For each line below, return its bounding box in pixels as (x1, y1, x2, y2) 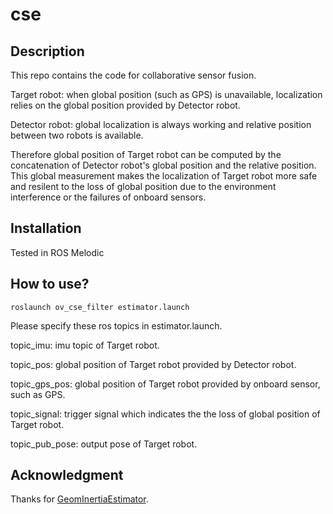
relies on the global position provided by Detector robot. (10, 99, 241, 111)
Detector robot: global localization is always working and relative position (10, 119, 312, 130)
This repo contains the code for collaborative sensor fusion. (10, 69, 257, 81)
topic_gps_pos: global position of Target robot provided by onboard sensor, (10, 378, 321, 390)
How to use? (10, 276, 90, 293)
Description (10, 43, 85, 60)
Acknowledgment (10, 467, 124, 484)
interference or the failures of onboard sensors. (10, 191, 207, 203)
